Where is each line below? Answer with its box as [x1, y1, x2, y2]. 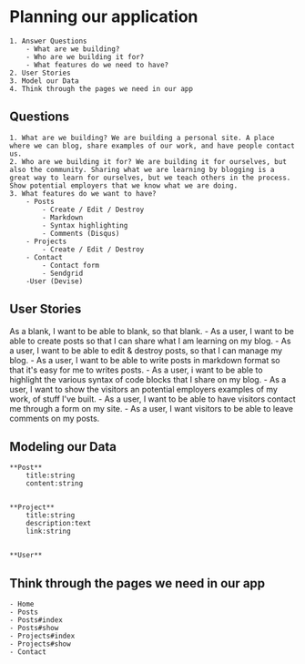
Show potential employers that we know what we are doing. [9, 180, 239, 190]
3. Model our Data [9, 76, 79, 86]
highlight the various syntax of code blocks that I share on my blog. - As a [9, 373, 287, 384]
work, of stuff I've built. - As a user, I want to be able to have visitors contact [9, 393, 296, 404]
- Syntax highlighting [42, 220, 128, 230]
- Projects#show [9, 639, 71, 649]
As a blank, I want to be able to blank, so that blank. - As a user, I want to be [9, 325, 294, 336]
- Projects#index [9, 631, 76, 641]
